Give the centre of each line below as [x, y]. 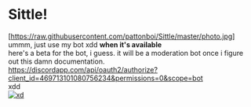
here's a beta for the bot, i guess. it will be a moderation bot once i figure [126, 53]
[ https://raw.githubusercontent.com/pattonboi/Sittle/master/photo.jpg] [122, 36]
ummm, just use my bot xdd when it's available [85, 44]
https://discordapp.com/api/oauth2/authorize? [83, 69]
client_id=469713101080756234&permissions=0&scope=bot [106, 78]
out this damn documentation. [56, 61]
